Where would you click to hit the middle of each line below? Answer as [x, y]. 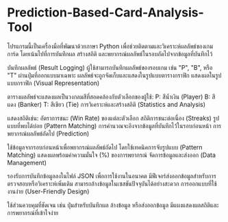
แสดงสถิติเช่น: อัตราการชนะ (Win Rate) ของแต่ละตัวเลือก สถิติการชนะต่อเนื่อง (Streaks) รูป [113, 118]
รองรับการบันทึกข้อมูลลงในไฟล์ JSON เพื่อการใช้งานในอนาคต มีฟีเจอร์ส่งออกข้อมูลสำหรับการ [112, 175]
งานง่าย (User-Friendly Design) [48, 191]
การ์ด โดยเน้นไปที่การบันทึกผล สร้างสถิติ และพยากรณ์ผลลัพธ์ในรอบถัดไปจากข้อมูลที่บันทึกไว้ [110, 53]
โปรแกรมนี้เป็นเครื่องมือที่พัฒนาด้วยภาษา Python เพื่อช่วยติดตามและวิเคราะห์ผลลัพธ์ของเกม [110, 46]
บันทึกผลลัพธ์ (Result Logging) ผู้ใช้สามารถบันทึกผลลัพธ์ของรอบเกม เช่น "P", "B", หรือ [110, 67]
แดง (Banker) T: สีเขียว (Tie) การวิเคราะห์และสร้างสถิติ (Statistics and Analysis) [106, 104]
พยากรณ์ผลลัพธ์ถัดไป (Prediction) [48, 133]
